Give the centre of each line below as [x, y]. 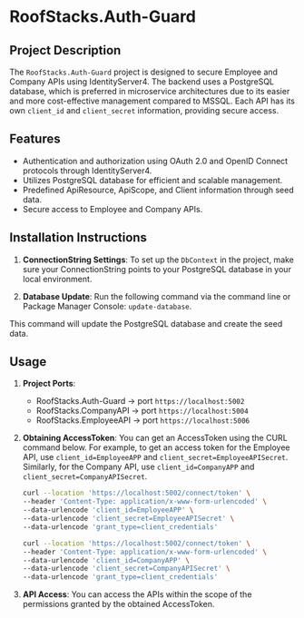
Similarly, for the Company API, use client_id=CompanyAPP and [138, 467]
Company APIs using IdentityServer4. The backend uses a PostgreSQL [142, 82]
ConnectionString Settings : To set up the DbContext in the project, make [158, 260]
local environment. [57, 279]
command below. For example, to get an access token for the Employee [156, 447]
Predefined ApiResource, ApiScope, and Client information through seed [158, 190]
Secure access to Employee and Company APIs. [113, 209]
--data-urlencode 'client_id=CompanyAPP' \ [106, 560]
